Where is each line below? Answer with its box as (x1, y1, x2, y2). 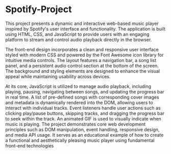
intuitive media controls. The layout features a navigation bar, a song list (5, 57, 157, 63)
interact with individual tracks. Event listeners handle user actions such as (5, 105, 161, 111)
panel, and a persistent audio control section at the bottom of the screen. (5, 63, 159, 69)
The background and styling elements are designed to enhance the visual (5, 68, 160, 74)
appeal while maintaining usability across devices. (5, 73, 111, 79)
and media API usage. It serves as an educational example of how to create (5, 132, 164, 138)
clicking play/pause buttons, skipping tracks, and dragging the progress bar (5, 110, 165, 116)
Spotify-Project (5, 4, 72, 15)
